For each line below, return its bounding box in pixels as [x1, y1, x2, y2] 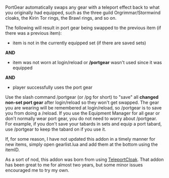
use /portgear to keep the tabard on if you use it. [5, 126, 106, 132]
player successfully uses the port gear [12, 84, 93, 90]
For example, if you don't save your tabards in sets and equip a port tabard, [5, 121, 162, 127]
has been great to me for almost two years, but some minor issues [5, 162, 143, 168]
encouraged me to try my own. [5, 167, 70, 173]
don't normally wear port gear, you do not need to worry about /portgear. [5, 115, 157, 122]
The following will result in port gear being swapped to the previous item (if [5, 25, 161, 31]
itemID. [5, 147, 20, 153]
